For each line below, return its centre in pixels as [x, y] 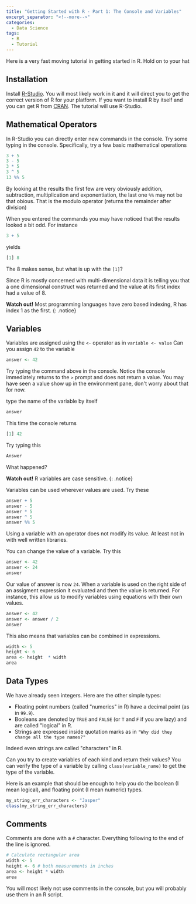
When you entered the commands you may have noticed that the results [93, 218]
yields [13, 247]
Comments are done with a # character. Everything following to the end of [95, 838]
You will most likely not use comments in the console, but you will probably [96, 888]
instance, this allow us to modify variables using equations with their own [94, 596]
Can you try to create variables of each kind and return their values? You [94, 759]
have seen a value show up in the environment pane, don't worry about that [97, 384]
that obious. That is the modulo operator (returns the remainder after [89, 201]
